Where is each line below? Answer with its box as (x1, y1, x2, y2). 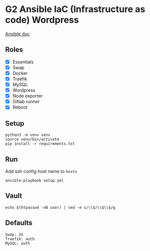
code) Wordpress (5, 14, 79, 26)
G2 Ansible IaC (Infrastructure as (5, 4, 145, 15)
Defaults (5, 219, 33, 227)
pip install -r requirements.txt (5, 141, 75, 146)
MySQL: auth (5, 240, 30, 246)
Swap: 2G (5, 232, 24, 237)
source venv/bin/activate (5, 137, 59, 142)
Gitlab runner (12, 99, 40, 105)
